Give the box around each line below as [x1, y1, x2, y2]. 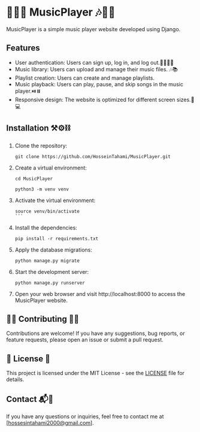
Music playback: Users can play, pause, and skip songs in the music [14, 80, 184, 87]
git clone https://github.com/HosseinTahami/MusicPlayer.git [14, 153, 171, 159]
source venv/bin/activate [14, 208, 80, 215]
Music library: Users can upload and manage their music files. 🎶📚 [14, 65, 178, 72]
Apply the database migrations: [14, 246, 93, 253]
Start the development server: [14, 268, 89, 275]
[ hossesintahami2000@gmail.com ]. [6, 419, 94, 426]
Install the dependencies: [14, 224, 78, 231]
